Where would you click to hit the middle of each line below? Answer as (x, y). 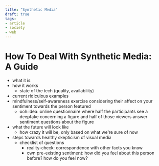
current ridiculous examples (40, 96)
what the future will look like (41, 127)
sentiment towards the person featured (52, 106)
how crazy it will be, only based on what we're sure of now (79, 132)
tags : (11, 19)
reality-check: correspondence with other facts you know (85, 147)
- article (15, 23)
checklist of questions (42, 143)
